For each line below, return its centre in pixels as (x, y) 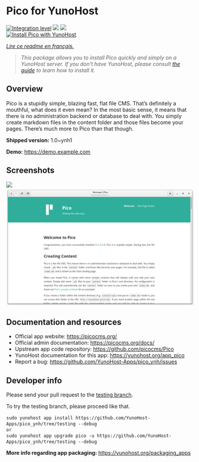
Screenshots (30, 171)
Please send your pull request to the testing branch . (70, 395)
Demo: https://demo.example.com (48, 152)
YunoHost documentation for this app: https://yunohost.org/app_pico (99, 355)
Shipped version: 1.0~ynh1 (39, 140)
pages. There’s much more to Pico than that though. (70, 129)
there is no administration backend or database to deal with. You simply (94, 116)
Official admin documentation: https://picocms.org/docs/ (85, 343)
